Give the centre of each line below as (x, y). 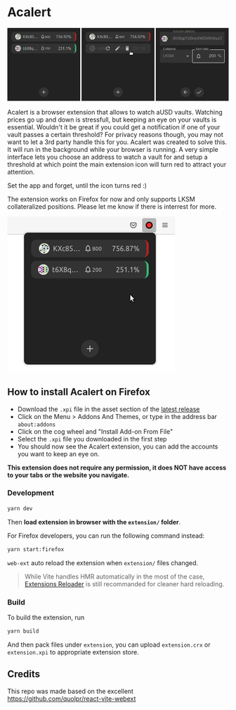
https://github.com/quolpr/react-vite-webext (72, 698)
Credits (24, 674)
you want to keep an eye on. (58, 453)
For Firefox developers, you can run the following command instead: (106, 536)
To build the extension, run (46, 617)
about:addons (37, 425)
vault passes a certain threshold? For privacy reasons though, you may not (115, 134)
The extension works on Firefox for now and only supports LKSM (101, 199)
